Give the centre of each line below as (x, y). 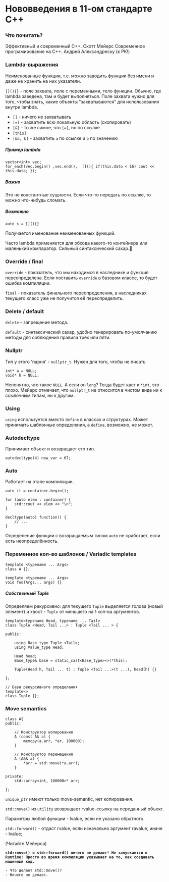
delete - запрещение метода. (37, 322)
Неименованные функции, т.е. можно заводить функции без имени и (80, 76)
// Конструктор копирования (44, 733)
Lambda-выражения (32, 65)
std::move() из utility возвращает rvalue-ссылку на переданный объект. (84, 809)
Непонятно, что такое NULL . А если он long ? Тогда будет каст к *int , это (82, 385)
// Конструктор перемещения (44, 755)
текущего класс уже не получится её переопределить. (65, 298)
